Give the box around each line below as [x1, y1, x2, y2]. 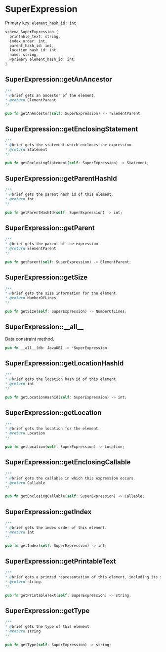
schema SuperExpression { [5, 29, 58, 34]
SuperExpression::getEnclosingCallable [5, 458, 131, 467]
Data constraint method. [5, 336, 54, 342]
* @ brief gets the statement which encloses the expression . [5, 142, 134, 147]
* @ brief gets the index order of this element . [5, 525, 107, 530]
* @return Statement [5, 147, 48, 152]
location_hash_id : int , [9, 48, 58, 53]
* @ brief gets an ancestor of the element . [5, 93, 96, 98]
